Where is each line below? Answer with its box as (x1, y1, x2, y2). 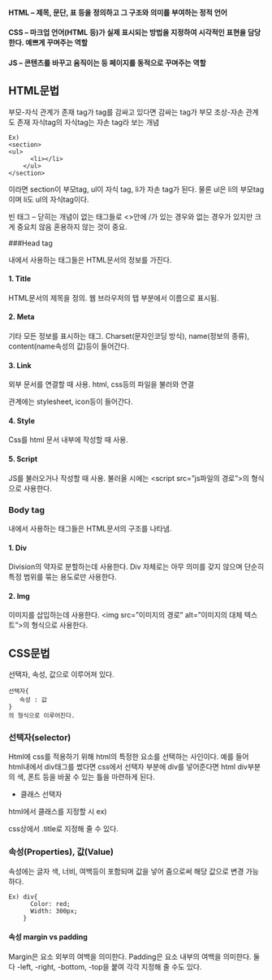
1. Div (8, 543, 27, 553)
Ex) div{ (8, 892, 38, 901)
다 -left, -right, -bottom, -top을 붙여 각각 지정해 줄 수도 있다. (8, 961, 202, 971)
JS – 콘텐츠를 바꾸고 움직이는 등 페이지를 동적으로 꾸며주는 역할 (8, 58, 207, 67)
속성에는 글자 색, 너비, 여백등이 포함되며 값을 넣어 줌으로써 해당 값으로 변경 (8, 866, 244, 876)
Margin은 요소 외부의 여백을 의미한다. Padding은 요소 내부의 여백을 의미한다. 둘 (8, 952, 261, 961)
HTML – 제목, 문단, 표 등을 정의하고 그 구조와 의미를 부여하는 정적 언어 (8, 7, 227, 17)
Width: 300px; (29, 907, 79, 915)
